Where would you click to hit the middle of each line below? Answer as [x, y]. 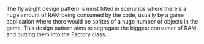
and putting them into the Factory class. [57, 34]
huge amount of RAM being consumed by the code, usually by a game [95, 15]
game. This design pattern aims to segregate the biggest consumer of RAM [101, 28]
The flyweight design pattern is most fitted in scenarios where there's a [96, 9]
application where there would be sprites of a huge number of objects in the [102, 21]
